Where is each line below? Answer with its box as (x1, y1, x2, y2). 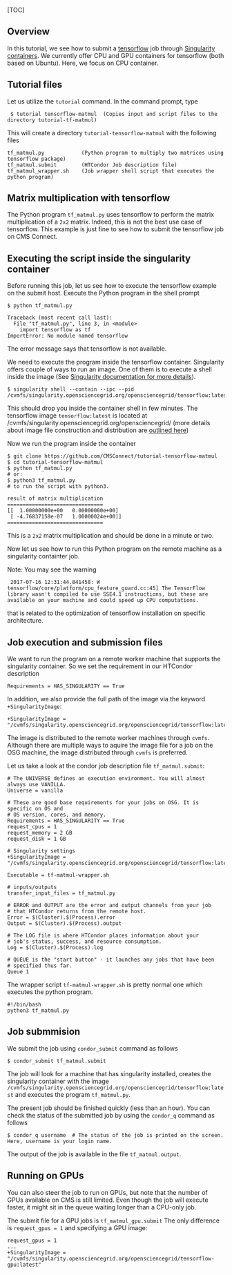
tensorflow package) (7, 155, 67, 162)
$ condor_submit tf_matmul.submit (7, 1058, 107, 1064)
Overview (7, 26, 50, 37)
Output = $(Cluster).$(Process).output (7, 920, 122, 927)
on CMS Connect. (7, 233, 58, 241)
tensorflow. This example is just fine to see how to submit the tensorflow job (7, 225, 224, 233)
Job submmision (7, 1026, 81, 1038)
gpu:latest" (7, 1261, 41, 1268)
